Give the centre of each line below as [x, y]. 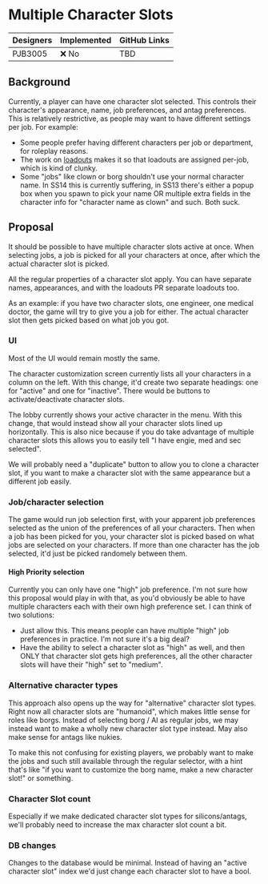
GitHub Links [144, 40]
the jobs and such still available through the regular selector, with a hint [126, 761]
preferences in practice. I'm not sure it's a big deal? [105, 639]
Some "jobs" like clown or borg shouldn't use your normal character [132, 176]
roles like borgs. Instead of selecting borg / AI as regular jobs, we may [123, 720]
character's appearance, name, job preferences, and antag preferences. [127, 110]
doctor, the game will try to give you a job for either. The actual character [128, 311]
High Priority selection [46, 572]
